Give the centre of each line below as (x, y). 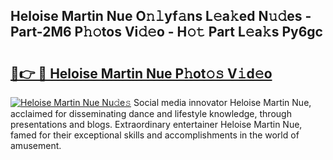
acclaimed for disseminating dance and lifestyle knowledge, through (151, 113)
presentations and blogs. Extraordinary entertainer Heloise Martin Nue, (156, 124)
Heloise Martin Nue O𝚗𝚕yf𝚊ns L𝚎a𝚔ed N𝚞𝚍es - (161, 16)
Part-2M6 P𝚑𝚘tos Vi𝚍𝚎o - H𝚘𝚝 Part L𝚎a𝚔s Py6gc (166, 32)
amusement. (36, 145)
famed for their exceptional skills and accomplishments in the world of (155, 135)
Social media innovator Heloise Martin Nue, (222, 102)
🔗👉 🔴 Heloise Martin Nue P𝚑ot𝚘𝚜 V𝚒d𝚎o (141, 73)
